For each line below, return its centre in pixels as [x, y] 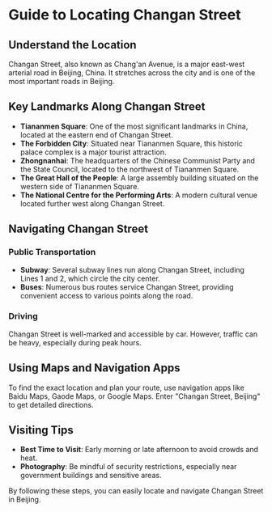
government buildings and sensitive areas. [91, 476]
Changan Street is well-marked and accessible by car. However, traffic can [133, 334]
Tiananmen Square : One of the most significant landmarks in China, [134, 126]
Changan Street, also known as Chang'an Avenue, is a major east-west [127, 64]
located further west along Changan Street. [92, 203]
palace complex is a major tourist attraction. [93, 152]
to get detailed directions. [51, 404]
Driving [23, 316]
